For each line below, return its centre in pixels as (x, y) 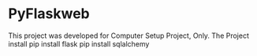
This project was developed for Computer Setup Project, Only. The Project (129, 35)
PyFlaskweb (49, 14)
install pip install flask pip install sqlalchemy (79, 43)
